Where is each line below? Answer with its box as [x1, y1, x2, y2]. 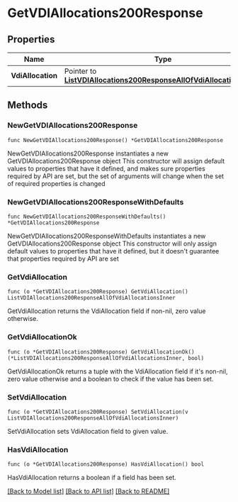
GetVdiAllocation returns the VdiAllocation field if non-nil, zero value [7, 307, 206, 315]
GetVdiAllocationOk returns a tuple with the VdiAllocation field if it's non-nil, [7, 367, 228, 376]
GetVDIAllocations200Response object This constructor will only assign [7, 239, 217, 248]
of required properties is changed [7, 179, 106, 187]
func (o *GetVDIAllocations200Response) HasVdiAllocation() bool [7, 461, 204, 468]
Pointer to [64, 66, 97, 76]
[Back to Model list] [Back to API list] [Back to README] [7, 487, 170, 496]
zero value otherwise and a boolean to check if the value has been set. [7, 374, 214, 383]
